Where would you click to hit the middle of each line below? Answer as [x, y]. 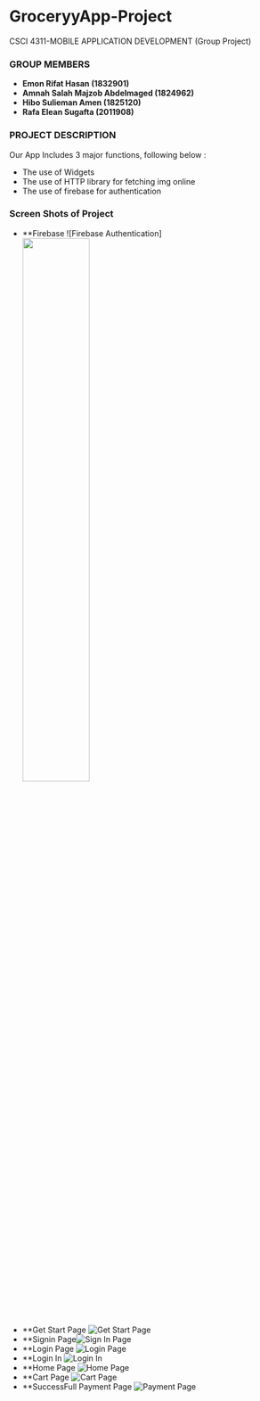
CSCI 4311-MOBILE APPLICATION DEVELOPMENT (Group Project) [130, 41]
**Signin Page [49, 1339]
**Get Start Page [54, 1330]
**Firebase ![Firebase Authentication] [92, 233]
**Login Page [48, 1348]
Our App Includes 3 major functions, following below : [108, 154]
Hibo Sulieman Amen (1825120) [81, 103]
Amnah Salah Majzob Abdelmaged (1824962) [108, 93]
